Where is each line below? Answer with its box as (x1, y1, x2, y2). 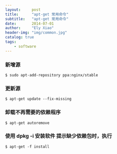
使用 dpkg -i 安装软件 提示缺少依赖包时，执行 (5, 133, 112, 140)
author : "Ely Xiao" (5, 26, 54, 31)
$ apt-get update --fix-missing (5, 97, 72, 102)
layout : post (5, 7, 41, 12)
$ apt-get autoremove (5, 120, 50, 125)
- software (14, 44, 37, 49)
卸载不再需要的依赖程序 (5, 109, 61, 116)
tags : (5, 39, 16, 44)
